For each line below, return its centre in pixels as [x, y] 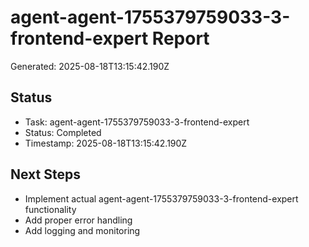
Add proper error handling [78, 220]
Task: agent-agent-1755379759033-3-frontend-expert [137, 122]
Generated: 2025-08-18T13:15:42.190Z [90, 66]
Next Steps [45, 174]
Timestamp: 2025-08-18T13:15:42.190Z [106, 143]
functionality [50, 209]
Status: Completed [63, 132]
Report [180, 38]
